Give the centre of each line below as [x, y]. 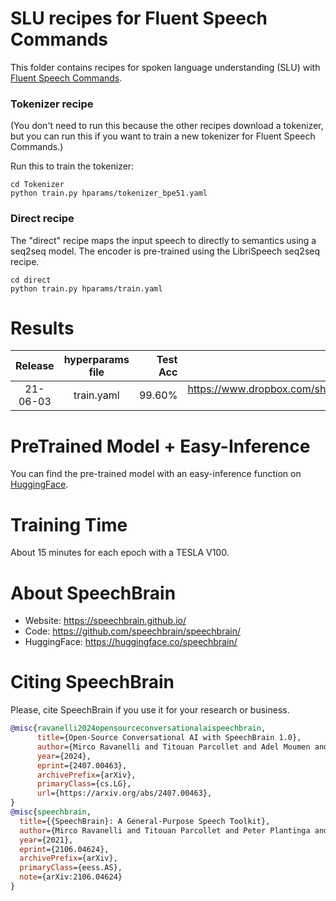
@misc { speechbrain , [51, 812]
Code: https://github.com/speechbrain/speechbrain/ [133, 631]
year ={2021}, [46, 840]
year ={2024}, [64, 756]
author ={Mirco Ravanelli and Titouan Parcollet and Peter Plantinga [165, 830]
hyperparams [96, 360]
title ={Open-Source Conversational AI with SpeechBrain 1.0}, [169, 738]
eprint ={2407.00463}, [82, 765]
